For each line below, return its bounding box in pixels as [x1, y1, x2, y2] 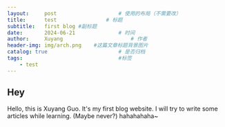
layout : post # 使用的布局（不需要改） [7, 10, 182, 17]
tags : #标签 [7, 55, 133, 62]
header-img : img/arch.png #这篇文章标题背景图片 [7, 42, 148, 49]
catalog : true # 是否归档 [7, 49, 146, 56]
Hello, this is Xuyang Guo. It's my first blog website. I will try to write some [7, 104, 219, 113]
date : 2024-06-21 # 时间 [7, 29, 135, 36]
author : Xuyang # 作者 [7, 36, 148, 43]
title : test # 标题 [7, 16, 123, 23]
